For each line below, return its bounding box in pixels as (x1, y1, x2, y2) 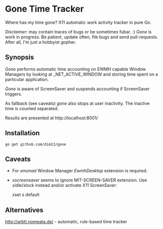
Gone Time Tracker (5, 3, 84, 15)
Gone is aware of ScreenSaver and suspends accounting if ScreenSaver (5, 86, 150, 92)
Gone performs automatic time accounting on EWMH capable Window (5, 66, 146, 72)
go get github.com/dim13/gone (5, 142, 67, 147)
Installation (5, 129, 40, 137)
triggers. (5, 91, 22, 97)
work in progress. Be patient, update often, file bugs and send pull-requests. (5, 34, 158, 40)
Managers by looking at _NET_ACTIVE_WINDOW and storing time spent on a (5, 71, 158, 77)
